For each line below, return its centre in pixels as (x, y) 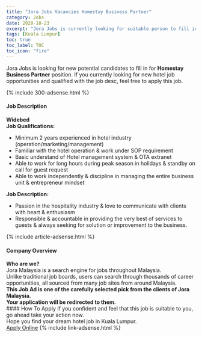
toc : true (19, 40)
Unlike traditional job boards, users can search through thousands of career (100, 277)
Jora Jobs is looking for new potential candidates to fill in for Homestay (95, 68)
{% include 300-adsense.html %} (48, 92)
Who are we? (23, 264)
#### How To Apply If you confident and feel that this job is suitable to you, (100, 309)
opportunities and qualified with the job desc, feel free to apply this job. (95, 81)
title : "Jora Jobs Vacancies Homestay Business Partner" (79, 12)
